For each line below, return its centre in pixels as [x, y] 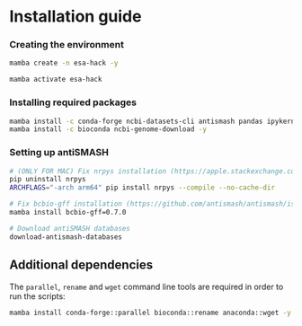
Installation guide [75, 17]
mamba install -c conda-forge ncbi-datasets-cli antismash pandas [136, 121]
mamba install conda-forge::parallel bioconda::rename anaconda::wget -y [151, 313]
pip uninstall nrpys [48, 180]
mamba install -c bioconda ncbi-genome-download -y [108, 129]
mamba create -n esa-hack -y [64, 63]
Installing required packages [73, 102]
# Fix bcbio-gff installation [66, 204]
